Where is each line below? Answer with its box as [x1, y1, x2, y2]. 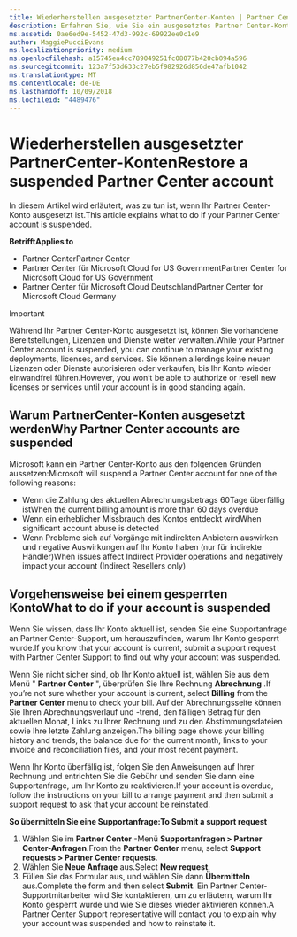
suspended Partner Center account [9, 171, 274, 191]
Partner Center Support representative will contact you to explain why [21, 909, 277, 919]
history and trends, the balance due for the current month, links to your [9, 734, 268, 745]
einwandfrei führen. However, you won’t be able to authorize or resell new [9, 373, 277, 383]
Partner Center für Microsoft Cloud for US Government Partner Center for [21, 263, 288, 274]
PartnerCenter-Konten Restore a [9, 152, 249, 173]
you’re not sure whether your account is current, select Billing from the [9, 687, 268, 698]
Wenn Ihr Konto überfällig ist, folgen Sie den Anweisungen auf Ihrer [9, 761, 255, 771]
